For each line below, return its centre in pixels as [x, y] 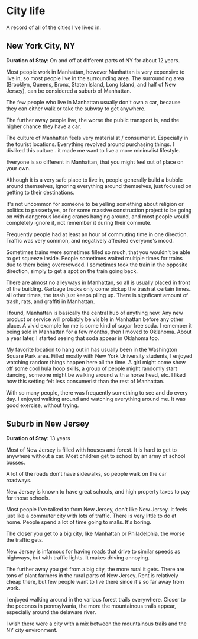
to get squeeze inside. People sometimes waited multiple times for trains [95, 258]
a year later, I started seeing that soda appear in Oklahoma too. [83, 338]
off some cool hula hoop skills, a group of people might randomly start [92, 368]
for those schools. [28, 498]
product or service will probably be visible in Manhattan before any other [95, 319]
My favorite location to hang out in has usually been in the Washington [92, 349]
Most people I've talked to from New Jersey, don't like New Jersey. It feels [97, 509]
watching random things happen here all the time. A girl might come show [96, 362]
